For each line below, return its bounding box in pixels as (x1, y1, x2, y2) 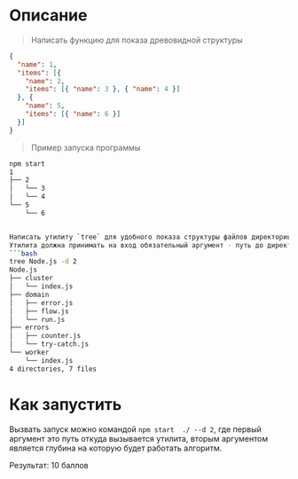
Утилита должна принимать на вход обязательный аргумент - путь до (9, 240, 264, 249)
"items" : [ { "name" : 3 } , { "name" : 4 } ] (25, 85, 181, 94)
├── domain (9, 290, 50, 299)
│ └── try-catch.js (9, 340, 90, 349)
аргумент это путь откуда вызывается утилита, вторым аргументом (9, 433, 269, 444)
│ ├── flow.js (9, 307, 69, 316)
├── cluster (9, 274, 53, 283)
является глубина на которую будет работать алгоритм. (9, 443, 223, 453)
